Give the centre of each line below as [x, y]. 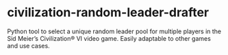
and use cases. [28, 45]
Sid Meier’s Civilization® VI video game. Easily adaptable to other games [109, 38]
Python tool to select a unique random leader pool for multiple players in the [114, 31]
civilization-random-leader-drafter [108, 13]
